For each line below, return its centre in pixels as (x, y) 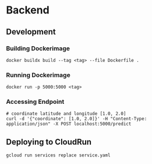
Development (31, 32)
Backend (28, 10)
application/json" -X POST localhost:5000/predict (69, 124)
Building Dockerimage (38, 48)
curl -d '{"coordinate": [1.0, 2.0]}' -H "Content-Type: (77, 119)
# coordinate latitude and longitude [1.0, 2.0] (66, 114)
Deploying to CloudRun (49, 142)
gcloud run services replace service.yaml (58, 155)
